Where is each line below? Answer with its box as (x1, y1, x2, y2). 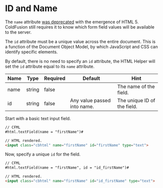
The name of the (117, 83, 155, 90)
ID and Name (5, 3, 58, 14)
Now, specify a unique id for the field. (5, 151, 81, 157)
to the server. (5, 29, 32, 35)
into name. (70, 103, 94, 110)
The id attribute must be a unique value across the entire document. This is (5, 38, 156, 44)
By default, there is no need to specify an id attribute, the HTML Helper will (5, 58, 155, 64)
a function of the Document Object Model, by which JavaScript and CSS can (5, 44, 158, 49)
